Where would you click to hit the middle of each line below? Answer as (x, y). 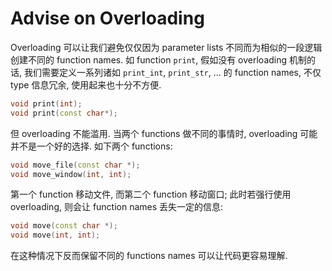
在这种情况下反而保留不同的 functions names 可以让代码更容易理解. (149, 256)
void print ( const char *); (64, 113)
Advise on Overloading (107, 18)
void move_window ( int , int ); (71, 174)
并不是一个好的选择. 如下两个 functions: (91, 146)
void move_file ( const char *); (75, 165)
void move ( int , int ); (55, 235)
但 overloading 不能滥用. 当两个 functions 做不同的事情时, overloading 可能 (164, 133)
